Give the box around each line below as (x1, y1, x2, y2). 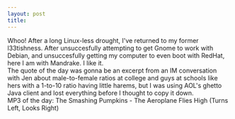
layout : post (7, 10, 46, 18)
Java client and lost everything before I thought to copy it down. (7, 89, 194, 97)
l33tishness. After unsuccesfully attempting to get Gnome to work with (7, 44, 214, 52)
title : (7, 17, 27, 24)
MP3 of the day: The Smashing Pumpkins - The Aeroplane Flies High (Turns (7, 96, 229, 104)
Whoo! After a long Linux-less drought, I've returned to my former (7, 36, 200, 44)
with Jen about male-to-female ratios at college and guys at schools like (7, 73, 218, 82)
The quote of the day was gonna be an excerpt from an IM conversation (7, 66, 217, 75)
